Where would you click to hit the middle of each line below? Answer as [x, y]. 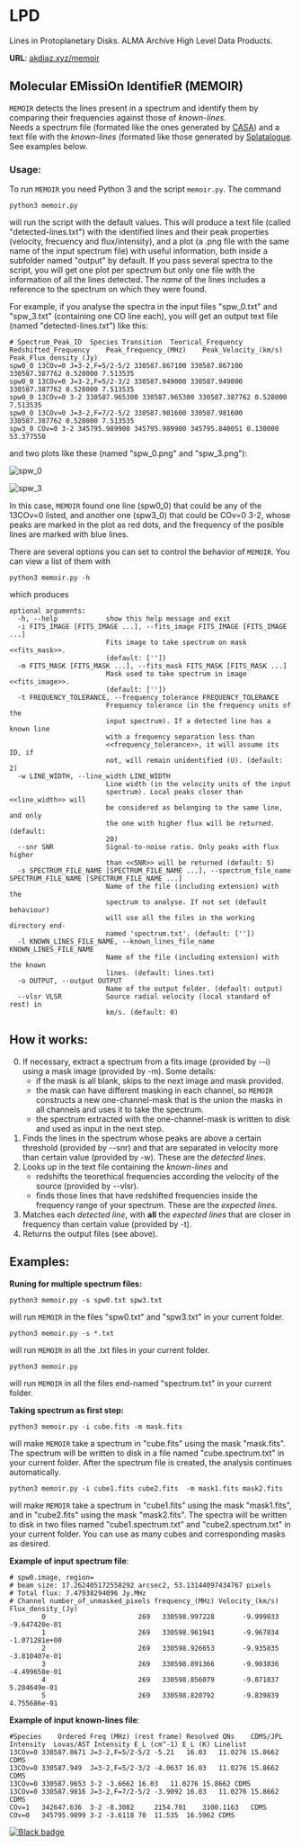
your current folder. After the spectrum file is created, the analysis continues [150, 1462]
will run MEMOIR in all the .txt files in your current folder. [110, 1349]
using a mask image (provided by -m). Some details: [119, 1071]
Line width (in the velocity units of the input [199, 784]
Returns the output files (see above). [90, 1233]
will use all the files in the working [180, 919]
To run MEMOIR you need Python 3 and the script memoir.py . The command [145, 189]
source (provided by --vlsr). [87, 1186]
